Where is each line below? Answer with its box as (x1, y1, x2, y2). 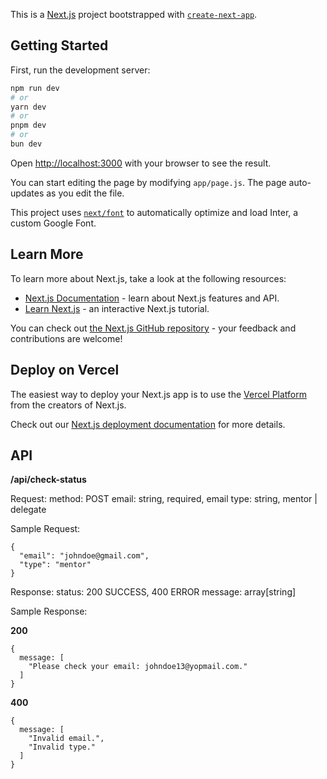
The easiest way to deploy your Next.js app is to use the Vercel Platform (10, 388, 308, 400)
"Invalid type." (28, 742, 97, 753)
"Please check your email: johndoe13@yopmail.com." (28, 662, 248, 672)
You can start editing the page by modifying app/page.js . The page (10, 176, 287, 188)
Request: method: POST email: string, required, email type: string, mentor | (10, 493, 318, 505)
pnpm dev (10, 120, 47, 131)
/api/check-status (10, 474, 87, 486)
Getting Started (10, 37, 109, 54)
